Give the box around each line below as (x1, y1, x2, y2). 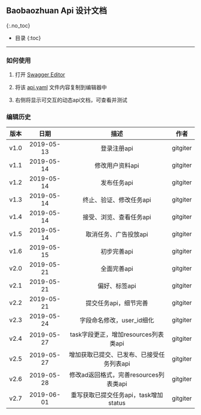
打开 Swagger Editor (14, 71, 66, 78)
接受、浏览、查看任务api (83, 213, 151, 221)
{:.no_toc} (6, 22, 31, 29)
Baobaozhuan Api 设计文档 (6, 5, 108, 16)
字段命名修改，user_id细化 (80, 316, 154, 325)
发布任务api (100, 179, 133, 187)
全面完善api (100, 265, 133, 273)
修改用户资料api (95, 161, 139, 170)
